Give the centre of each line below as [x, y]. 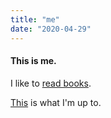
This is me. [33, 61]
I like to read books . [51, 83]
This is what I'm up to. [56, 102]
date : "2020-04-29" [51, 29]
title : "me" [35, 19]
